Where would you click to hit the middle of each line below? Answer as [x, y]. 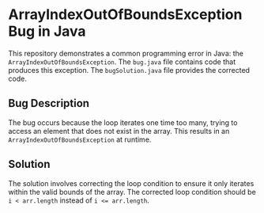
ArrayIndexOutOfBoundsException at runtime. [80, 139]
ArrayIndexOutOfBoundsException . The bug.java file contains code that [122, 62]
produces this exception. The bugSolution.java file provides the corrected [129, 70]
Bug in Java [47, 31]
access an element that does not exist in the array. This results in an [119, 131]
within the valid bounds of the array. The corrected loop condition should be [132, 192]
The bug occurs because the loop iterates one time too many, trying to [123, 122]
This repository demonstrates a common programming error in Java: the [126, 53]
